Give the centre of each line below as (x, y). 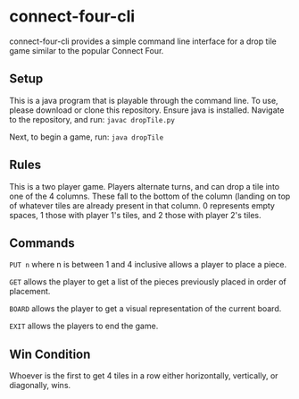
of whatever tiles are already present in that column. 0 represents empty (142, 205)
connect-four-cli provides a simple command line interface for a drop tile (143, 41)
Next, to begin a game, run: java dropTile (87, 137)
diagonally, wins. (40, 386)
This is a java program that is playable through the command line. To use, (144, 100)
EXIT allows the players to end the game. (84, 326)
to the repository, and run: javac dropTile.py (92, 119)
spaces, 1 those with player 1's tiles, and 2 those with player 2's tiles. (135, 215)
